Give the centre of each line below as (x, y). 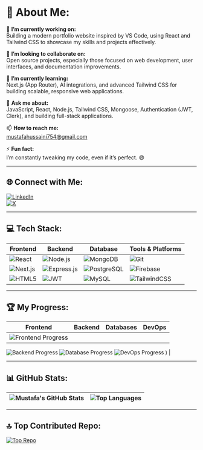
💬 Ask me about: (27, 103)
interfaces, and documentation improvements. (64, 67)
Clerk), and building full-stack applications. (60, 116)
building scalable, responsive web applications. (65, 91)
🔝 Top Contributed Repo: (54, 425)
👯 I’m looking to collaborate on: (46, 53)
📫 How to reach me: (33, 128)
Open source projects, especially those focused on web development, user (100, 60)
